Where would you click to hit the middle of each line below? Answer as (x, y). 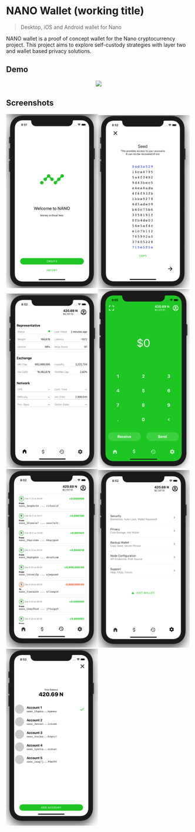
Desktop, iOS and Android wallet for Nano (71, 27)
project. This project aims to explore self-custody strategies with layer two (96, 45)
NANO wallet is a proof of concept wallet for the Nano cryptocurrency (91, 38)
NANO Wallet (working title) (75, 11)
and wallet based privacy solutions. (49, 51)
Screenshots (30, 103)
